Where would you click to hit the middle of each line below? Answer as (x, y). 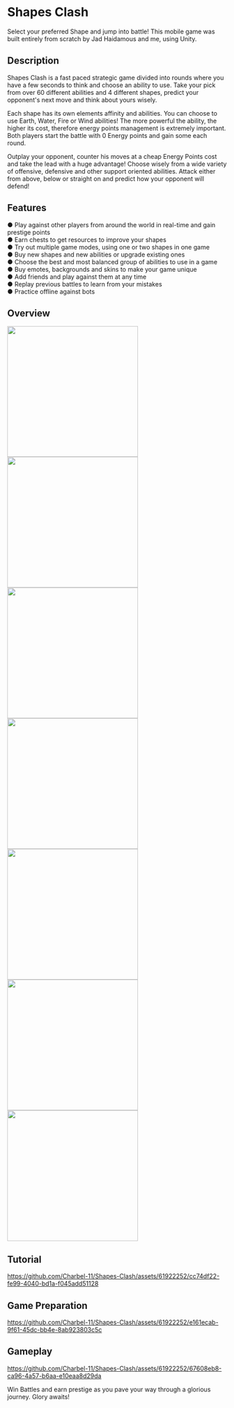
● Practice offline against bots (51, 291)
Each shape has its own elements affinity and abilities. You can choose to (112, 113)
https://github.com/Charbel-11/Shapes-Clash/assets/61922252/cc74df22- (114, 1276)
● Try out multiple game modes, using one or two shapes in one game (109, 247)
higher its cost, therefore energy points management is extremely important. (117, 128)
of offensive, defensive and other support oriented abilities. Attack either (111, 171)
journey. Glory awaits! (38, 1396)
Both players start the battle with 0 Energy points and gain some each (107, 135)
